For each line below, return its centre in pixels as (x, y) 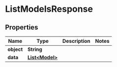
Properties (22, 27)
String (35, 49)
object (15, 49)
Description (76, 41)
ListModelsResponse (49, 9)
